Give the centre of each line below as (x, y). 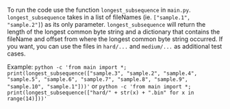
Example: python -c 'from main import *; (67, 67)
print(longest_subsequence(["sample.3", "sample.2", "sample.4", (102, 73)
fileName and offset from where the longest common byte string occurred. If (115, 39)
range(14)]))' (27, 99)
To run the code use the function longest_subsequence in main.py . (99, 10)
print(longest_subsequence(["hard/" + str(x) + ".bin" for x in (101, 93)
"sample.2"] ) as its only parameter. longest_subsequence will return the (106, 24)
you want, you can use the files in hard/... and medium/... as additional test (115, 46)
